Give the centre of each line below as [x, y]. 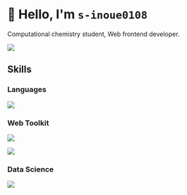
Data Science [31, 169]
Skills [19, 70]
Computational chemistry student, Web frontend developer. [93, 34]
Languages [27, 90]
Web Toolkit [28, 123]
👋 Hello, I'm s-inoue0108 [78, 14]
